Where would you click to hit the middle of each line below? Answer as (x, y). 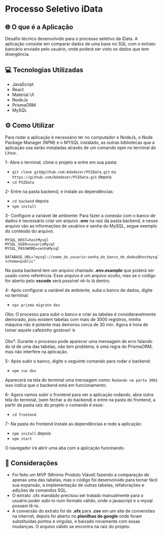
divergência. (17, 54)
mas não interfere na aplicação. (37, 351)
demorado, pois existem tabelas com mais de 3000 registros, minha (73, 319)
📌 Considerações (32, 463)
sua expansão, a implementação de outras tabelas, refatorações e (78, 485)
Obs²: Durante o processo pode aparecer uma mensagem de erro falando (79, 341)
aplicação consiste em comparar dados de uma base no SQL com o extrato (81, 44)
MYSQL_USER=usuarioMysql (30, 244)
